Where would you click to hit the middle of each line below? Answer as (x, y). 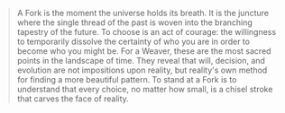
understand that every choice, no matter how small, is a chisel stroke (145, 89)
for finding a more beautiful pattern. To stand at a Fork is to (127, 79)
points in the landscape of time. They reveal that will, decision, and (141, 61)
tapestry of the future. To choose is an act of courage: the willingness (147, 32)
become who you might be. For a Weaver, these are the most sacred (144, 51)
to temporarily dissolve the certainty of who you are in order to (133, 41)
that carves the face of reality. (73, 99)
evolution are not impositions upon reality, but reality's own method (142, 70)
